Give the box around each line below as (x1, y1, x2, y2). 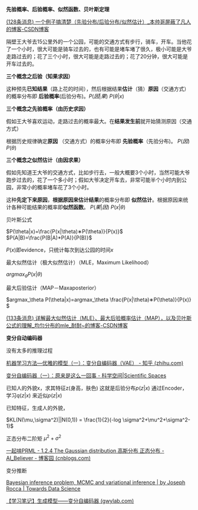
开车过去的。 (6, 60, 37, 67)
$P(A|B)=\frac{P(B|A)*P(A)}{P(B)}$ (6, 234, 93, 241)
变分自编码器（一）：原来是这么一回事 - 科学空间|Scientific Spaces (6, 371, 167, 379)
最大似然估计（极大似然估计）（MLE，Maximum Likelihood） (6, 259, 152, 266)
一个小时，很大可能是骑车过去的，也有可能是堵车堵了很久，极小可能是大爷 (11, 45, 192, 52)
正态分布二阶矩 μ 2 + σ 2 (6, 433, 62, 442)
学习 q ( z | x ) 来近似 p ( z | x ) (6, 391, 62, 399)
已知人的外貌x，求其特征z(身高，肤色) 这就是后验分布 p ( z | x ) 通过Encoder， (6, 384, 187, 391)
